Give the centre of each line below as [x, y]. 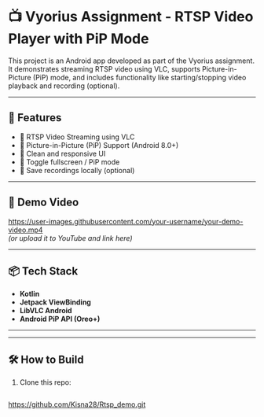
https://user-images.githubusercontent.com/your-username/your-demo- [126, 221]
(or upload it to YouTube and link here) [70, 238]
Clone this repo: [45, 382]
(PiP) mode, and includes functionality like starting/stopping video [139, 77]
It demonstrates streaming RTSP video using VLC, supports [104, 68]
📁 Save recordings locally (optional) [77, 170]
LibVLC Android [46, 311]
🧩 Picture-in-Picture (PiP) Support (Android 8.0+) [99, 145]
